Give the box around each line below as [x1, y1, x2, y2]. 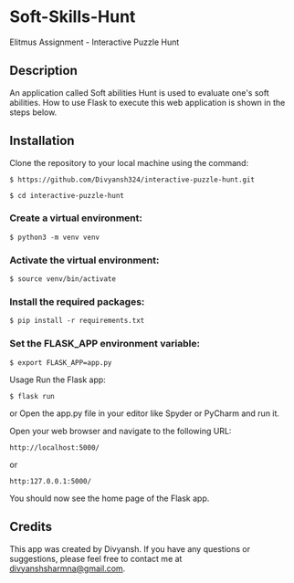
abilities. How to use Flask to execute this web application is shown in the [9, 97, 286, 108]
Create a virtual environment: [9, 212, 143, 224]
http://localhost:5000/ [9, 442, 100, 453]
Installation [9, 133, 75, 149]
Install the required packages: [9, 296, 145, 308]
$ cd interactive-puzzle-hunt [9, 191, 125, 200]
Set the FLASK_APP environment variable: [9, 338, 201, 350]
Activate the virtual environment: [9, 254, 160, 266]
